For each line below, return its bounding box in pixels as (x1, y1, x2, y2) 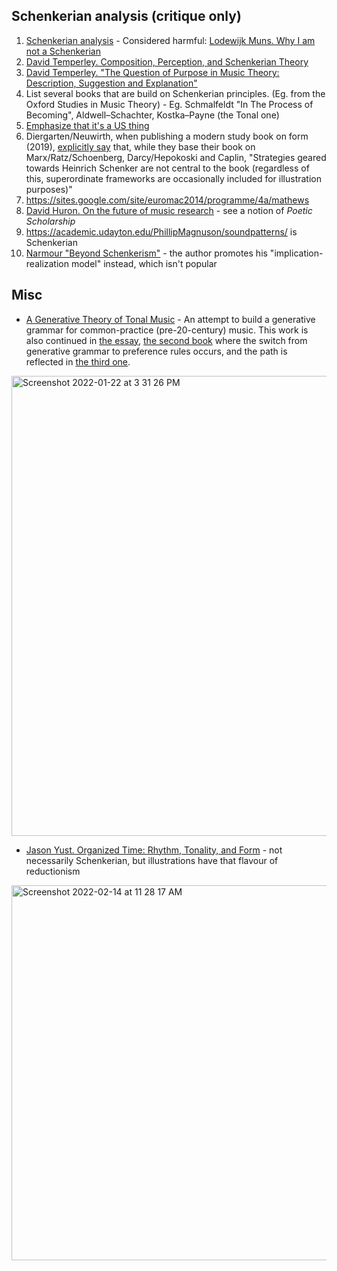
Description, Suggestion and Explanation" (25, 77, 198, 89)
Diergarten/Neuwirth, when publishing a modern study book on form (25, 130, 309, 142)
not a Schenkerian (25, 45, 101, 57)
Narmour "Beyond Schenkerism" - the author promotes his (25, 247, 268, 259)
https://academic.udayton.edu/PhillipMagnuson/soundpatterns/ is (25, 225, 298, 238)
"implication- (269, 247, 324, 259)
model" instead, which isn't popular (70, 257, 218, 269)
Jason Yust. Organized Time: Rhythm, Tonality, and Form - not (25, 844, 283, 856)
